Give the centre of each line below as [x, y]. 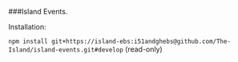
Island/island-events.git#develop [66, 50]
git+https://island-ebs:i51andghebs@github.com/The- [141, 41]
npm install [28, 41]
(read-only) [144, 49]
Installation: [27, 27]
